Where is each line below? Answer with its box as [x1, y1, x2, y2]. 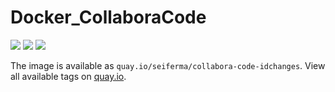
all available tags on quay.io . [10, 70, 127, 82]
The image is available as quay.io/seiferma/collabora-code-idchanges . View [10, 59, 326, 71]
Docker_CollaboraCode [10, 6, 207, 29]
